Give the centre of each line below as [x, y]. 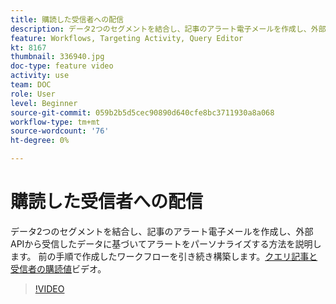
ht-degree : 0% [40, 141]
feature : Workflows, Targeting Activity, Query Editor [127, 38]
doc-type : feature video [62, 66]
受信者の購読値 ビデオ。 [58, 268]
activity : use [40, 76]
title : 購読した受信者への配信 [67, 19]
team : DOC [31, 85]
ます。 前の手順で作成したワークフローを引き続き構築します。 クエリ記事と [164, 256]
